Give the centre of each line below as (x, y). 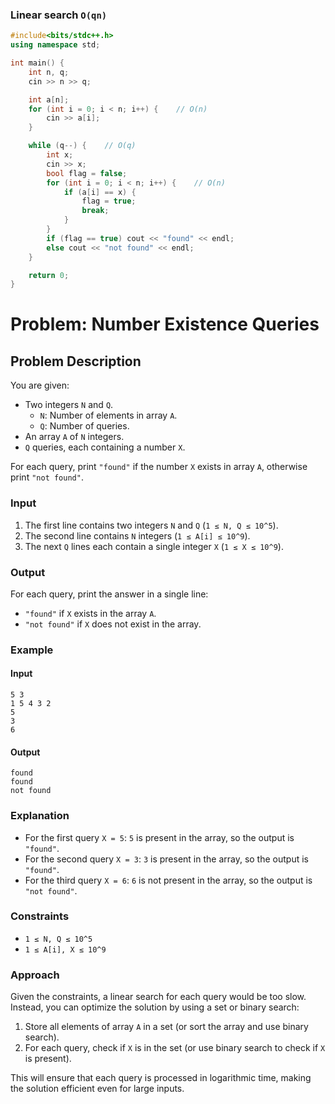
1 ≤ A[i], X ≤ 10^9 (65, 949)
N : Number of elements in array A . (108, 415)
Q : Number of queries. (84, 426)
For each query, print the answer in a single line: (109, 594)
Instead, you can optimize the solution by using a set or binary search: (155, 1007)
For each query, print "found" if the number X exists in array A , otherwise (159, 467)
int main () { (37, 63)
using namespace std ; (55, 45)
